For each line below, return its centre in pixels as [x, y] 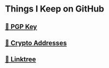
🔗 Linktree [20, 60]
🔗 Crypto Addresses [36, 43]
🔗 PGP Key [21, 27]
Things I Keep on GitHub [55, 9]
